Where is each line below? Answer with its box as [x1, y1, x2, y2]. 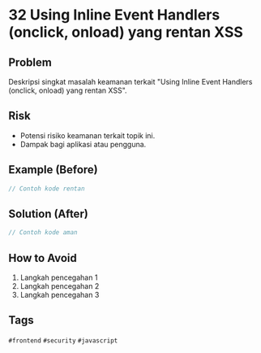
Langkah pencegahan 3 [19, 290, 100, 299]
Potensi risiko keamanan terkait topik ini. [19, 130, 156, 140]
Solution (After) [8, 207, 89, 220]
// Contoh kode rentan [8, 185, 85, 193]
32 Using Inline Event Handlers [8, 6, 220, 24]
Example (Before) [8, 163, 99, 176]
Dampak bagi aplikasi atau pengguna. [19, 139, 147, 149]
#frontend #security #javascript [8, 336, 118, 345]
